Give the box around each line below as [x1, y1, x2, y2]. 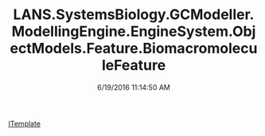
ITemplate [8, 119, 41, 128]
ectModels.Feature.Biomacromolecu [10, 40, 258, 57]
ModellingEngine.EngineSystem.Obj [11, 22, 256, 41]
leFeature [101, 56, 166, 75]
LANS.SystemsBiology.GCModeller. [13, 6, 255, 24]
